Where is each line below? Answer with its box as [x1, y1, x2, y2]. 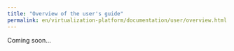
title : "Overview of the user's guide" [7, 10, 124, 17]
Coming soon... [7, 36, 51, 44]
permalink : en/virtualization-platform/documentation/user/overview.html [7, 17, 228, 24]
